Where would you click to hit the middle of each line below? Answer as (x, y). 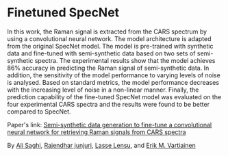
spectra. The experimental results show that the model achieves (125, 60)
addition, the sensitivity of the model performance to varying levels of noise (114, 75)
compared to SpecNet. (39, 112)
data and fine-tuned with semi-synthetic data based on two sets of (101, 53)
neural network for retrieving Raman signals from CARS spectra (97, 132)
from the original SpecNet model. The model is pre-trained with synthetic (110, 46)
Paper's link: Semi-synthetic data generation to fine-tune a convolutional (110, 125)
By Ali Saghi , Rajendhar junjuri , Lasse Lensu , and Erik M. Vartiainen (102, 145)
